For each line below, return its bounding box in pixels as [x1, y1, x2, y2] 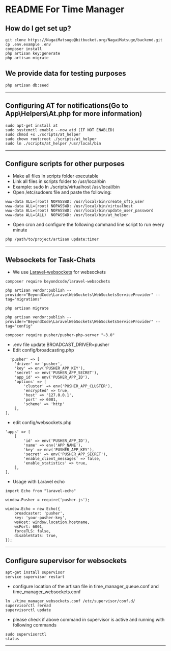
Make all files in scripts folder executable [12, 173, 99, 179]
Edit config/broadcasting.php [12, 347, 74, 353]
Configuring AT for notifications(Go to [5, 101, 129, 110]
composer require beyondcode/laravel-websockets [5, 279, 110, 284]
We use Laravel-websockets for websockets [12, 269, 106, 275]
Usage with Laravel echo [12, 479, 65, 485]
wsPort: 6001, [14, 524, 44, 529]
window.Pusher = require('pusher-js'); [5, 497, 90, 503]
